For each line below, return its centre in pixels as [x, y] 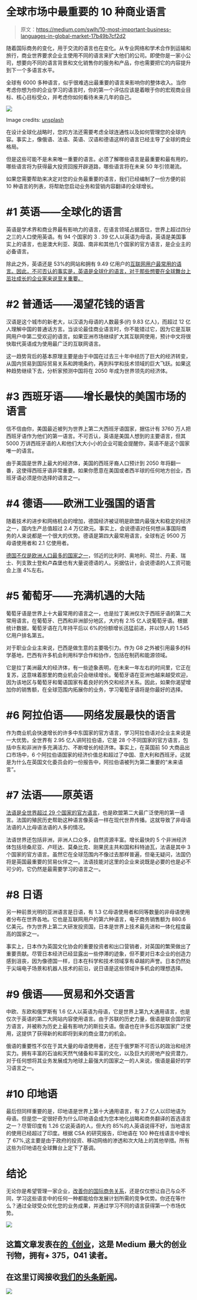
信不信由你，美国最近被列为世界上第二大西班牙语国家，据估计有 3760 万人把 [98, 428]
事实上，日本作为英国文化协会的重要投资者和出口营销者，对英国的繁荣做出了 [98, 947]
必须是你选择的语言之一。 [52, 478]
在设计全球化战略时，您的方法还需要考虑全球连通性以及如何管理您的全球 [93, 132]
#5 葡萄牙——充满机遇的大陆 [76, 596]
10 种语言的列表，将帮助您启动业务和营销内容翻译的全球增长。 [81, 186]
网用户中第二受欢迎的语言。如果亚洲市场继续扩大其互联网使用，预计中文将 [96, 336]
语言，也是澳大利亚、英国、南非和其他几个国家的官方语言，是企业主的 [106, 244]
